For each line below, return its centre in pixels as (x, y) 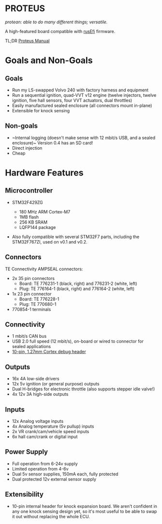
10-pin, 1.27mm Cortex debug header (49, 352)
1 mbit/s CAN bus (29, 336)
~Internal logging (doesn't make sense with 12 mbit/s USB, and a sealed (84, 138)
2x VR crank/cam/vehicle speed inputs (51, 431)
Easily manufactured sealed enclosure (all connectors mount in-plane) (82, 105)
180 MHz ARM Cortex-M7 (45, 211)
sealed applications (31, 347)
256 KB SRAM (33, 222)
